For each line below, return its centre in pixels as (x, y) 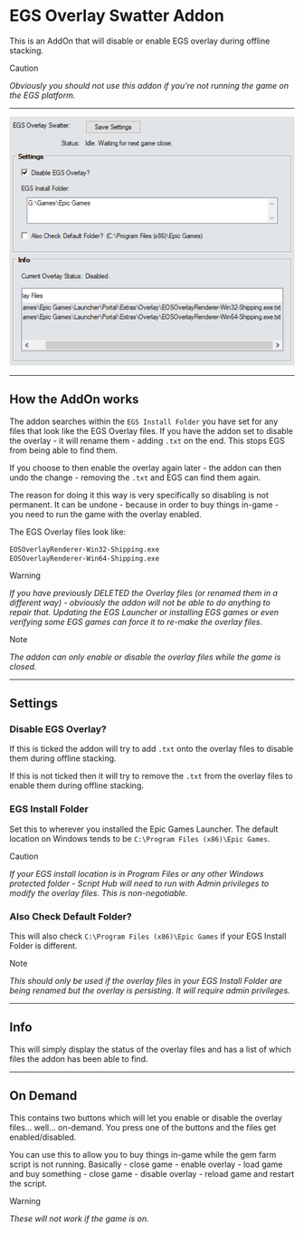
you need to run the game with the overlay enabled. (105, 514)
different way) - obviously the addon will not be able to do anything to (140, 602)
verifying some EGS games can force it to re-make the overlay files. (136, 621)
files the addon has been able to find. (79, 1059)
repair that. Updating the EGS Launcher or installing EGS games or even (144, 612)
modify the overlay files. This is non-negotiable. (99, 892)
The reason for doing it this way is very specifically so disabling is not (139, 495)
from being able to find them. (64, 450)
